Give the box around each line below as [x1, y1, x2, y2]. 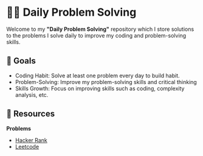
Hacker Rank [15, 136, 47, 144]
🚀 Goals [6, 56, 36, 66]
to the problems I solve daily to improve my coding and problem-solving [6, 31, 187, 39]
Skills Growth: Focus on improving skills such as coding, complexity [15, 85, 185, 92]
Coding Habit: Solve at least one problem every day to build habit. [15, 72, 181, 79]
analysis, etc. [15, 91, 49, 99]
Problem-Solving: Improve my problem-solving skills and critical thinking [15, 78, 198, 85]
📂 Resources [6, 109, 55, 119]
